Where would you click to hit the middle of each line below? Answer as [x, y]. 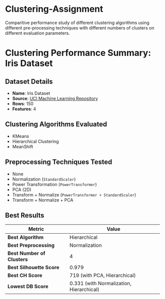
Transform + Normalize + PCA [43, 200]
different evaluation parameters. [38, 33]
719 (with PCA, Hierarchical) [103, 275]
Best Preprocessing [31, 245]
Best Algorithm [26, 238]
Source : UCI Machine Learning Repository [55, 98]
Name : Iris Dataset [31, 93]
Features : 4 [24, 109]
